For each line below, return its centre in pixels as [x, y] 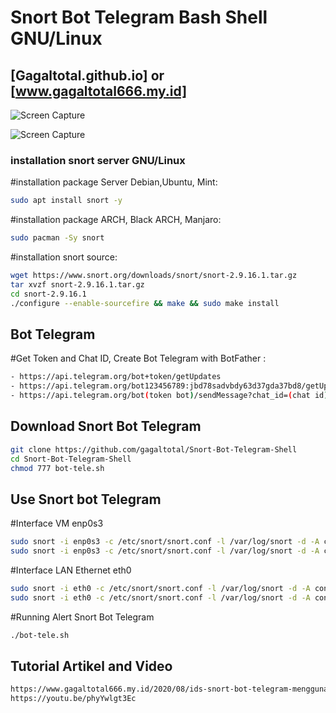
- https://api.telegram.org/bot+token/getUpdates [116, 377]
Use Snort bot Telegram [86, 499]
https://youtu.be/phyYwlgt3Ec [73, 699]
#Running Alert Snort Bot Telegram [82, 617]
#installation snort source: [64, 257]
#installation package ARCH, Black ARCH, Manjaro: [116, 220]
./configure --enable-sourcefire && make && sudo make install [145, 303]
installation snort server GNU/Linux [98, 160]
